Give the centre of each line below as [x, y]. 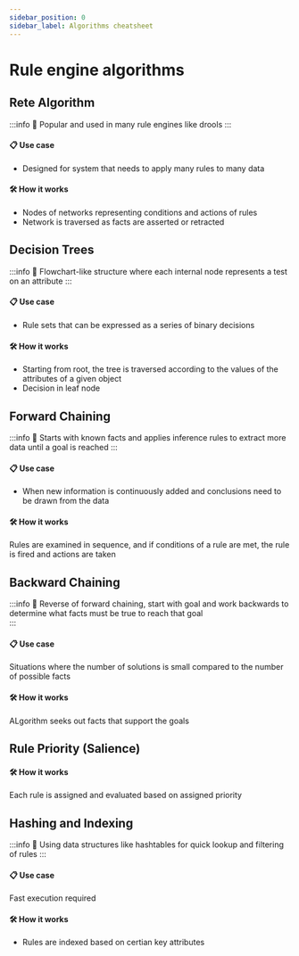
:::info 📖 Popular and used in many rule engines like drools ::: [120, 124]
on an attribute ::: [41, 281]
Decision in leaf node [61, 388]
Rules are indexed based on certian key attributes [113, 943]
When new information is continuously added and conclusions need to [152, 491]
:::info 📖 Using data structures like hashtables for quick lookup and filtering [146, 845]
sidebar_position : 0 [48, 17]
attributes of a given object [72, 379]
